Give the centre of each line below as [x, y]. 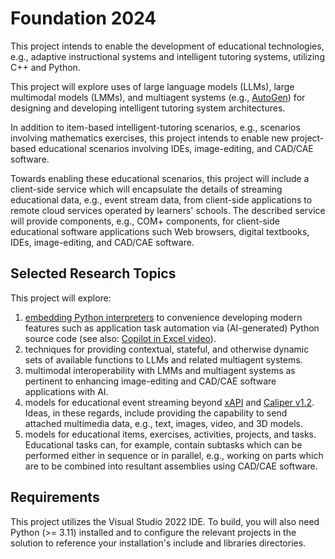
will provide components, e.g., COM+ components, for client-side [145, 221]
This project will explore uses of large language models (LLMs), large [152, 86]
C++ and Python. [45, 67]
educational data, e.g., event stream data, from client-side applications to [161, 199]
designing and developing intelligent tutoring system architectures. [148, 108]
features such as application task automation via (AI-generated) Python [172, 328]
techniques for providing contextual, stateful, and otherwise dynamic [167, 349]
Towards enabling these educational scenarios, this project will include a [160, 178]
